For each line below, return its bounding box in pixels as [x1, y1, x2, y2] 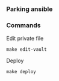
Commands [6, 21, 41, 29]
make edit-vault [6, 47, 47, 53]
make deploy [6, 69, 36, 75]
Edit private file [6, 35, 44, 42]
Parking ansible [6, 5, 53, 13]
